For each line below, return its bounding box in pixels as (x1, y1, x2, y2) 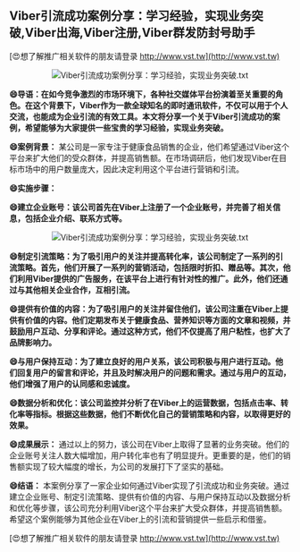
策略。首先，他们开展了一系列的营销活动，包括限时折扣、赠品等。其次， (16, 262, 283, 273)
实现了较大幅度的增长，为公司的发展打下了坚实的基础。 (24, 461, 229, 471)
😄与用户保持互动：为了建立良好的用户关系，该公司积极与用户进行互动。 (9, 356, 276, 367)
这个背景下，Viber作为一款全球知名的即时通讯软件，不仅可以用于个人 (32, 99, 288, 110)
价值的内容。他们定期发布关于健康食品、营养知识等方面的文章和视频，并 (24, 314, 291, 325)
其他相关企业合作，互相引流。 (24, 284, 135, 295)
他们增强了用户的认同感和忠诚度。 (9, 378, 135, 389)
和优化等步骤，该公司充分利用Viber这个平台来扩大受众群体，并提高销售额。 (9, 502, 287, 513)
